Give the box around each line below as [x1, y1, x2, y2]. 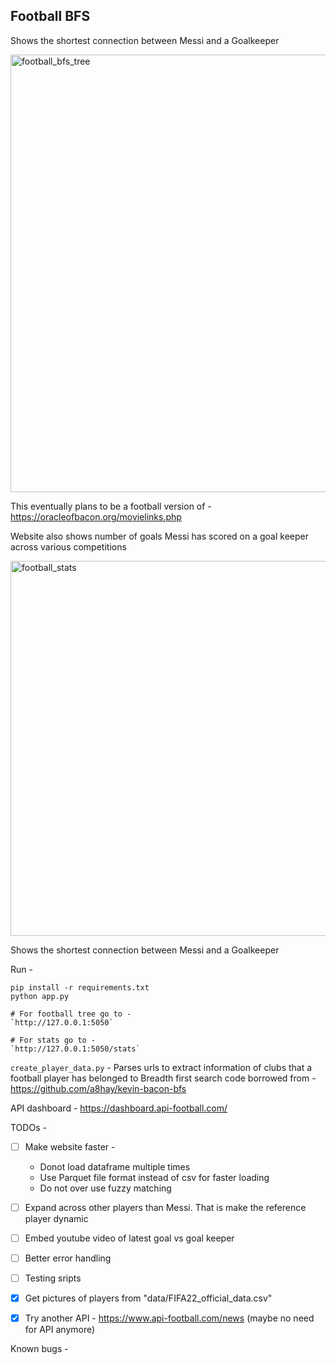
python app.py [10, 991, 70, 1001]
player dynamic [24, 1212, 89, 1224]
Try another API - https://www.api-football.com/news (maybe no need [24, 1312, 315, 1324]
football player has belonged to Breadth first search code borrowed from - [10, 1072, 317, 1084]
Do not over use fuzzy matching [39, 1182, 172, 1194]
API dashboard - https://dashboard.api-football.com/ [10, 1102, 228, 1114]
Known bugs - [10, 1343, 69, 1355]
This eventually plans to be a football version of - [10, 500, 212, 512]
